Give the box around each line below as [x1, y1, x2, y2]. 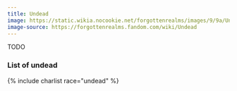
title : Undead [7, 10, 49, 18]
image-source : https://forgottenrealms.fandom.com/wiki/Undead [7, 23, 197, 30]
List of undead [7, 61, 58, 71]
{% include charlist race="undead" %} [7, 76, 120, 85]
